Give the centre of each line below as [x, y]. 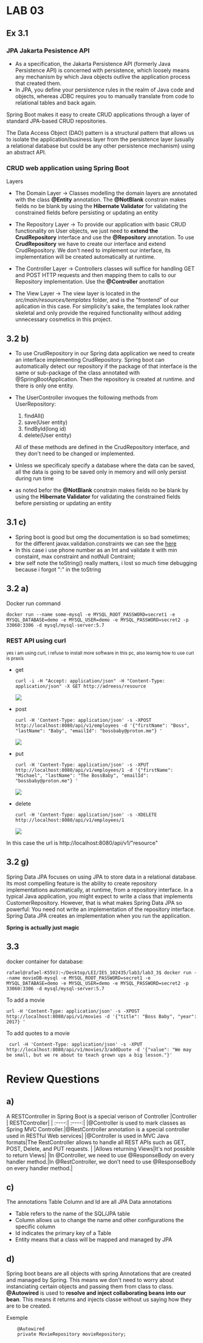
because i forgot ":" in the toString [58, 569]
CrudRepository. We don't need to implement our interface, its [93, 250]
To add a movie [26, 1000]
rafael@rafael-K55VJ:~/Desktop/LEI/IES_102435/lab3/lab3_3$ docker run [99, 973]
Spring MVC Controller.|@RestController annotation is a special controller [98, 1129]
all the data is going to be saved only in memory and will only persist [101, 472]
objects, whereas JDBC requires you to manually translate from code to [105, 96]
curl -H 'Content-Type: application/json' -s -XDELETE [86, 815]
